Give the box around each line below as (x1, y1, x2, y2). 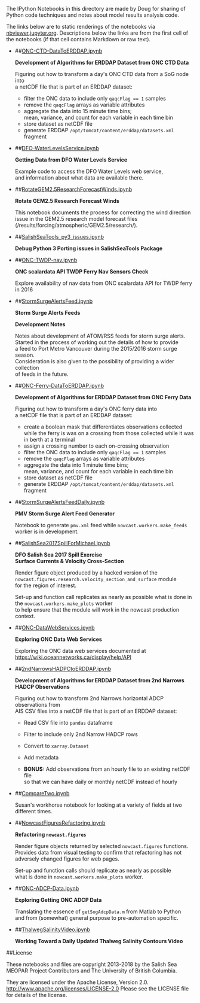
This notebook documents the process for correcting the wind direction (14, 209, 191, 216)
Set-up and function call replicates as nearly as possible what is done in (14, 594, 192, 600)
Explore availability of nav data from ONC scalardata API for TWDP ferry (14, 279, 192, 287)
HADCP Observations (14, 683, 70, 690)
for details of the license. (6, 992, 67, 998)
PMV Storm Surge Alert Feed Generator (14, 510, 115, 517)
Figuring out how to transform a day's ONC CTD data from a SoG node (14, 71, 189, 77)
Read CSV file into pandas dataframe (23, 719, 113, 726)
